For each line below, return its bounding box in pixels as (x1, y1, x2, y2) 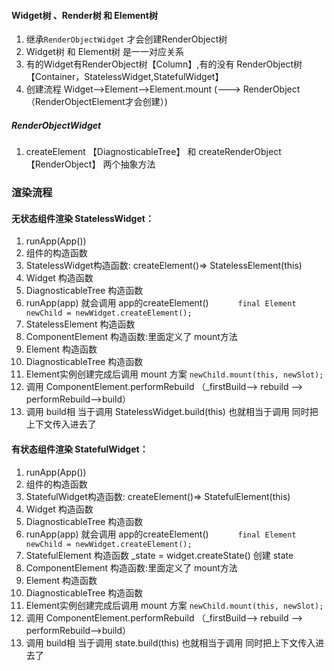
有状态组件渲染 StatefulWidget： (11, 443, 149, 455)
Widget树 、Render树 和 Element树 (11, 9, 158, 21)
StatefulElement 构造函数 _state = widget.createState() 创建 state (25, 549, 294, 561)
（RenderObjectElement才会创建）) (25, 96, 168, 108)
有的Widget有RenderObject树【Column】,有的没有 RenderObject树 (25, 58, 303, 70)
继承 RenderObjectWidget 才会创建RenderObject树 (25, 33, 228, 45)
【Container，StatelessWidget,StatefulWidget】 (25, 71, 224, 83)
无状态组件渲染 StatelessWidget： (11, 212, 154, 224)
